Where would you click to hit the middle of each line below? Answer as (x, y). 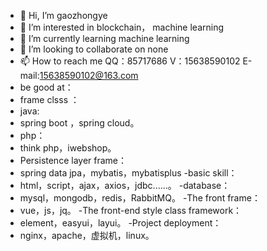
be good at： (46, 87)
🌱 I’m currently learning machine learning (104, 38)
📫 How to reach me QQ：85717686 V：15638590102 (130, 61)
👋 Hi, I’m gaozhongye (63, 15)
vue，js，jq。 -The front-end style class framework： (131, 210)
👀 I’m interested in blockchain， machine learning (121, 27)
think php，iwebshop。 (68, 148)
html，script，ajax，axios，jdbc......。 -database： (125, 185)
